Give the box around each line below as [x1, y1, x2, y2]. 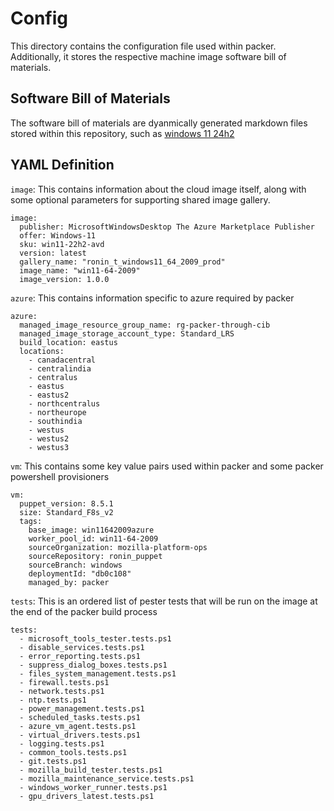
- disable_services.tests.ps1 [19, 642, 145, 652]
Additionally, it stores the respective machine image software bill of [10, 50, 287, 62]
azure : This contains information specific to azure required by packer [10, 292, 295, 304]
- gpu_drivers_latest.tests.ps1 [19, 791, 155, 801]
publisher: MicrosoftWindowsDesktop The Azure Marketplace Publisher [19, 222, 315, 232]
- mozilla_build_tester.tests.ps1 [19, 765, 163, 775]
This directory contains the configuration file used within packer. [10, 40, 277, 52]
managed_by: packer [28, 577, 110, 587]
